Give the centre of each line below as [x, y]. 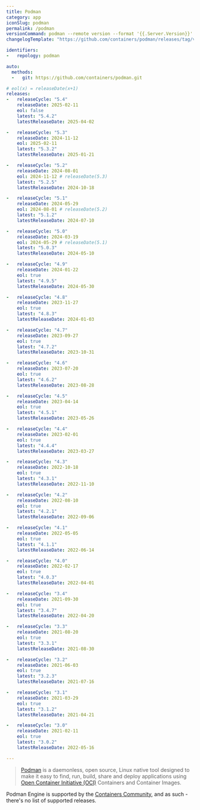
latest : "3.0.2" [37, 742]
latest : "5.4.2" [37, 116]
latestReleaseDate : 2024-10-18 [56, 188]
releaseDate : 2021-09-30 [48, 599]
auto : [13, 66]
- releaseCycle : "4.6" [37, 363]
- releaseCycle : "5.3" [37, 132]
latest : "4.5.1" [37, 413]
